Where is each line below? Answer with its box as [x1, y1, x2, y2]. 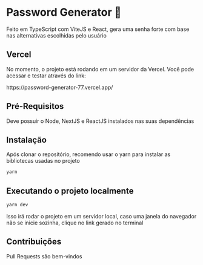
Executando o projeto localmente [6, 186, 134, 196]
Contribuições [6, 237, 62, 247]
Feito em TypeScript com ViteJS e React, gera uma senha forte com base [6, 25, 190, 33]
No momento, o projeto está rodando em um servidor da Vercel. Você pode [6, 65, 195, 73]
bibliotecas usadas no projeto [6, 157, 80, 165]
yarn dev [6, 202, 28, 208]
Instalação [6, 134, 47, 145]
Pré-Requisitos [6, 101, 64, 111]
